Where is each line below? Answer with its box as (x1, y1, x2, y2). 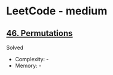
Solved (6, 44, 24, 51)
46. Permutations (6, 28, 73, 38)
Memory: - (14, 62, 42, 69)
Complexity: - (14, 56, 49, 62)
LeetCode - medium (6, 4, 108, 18)
